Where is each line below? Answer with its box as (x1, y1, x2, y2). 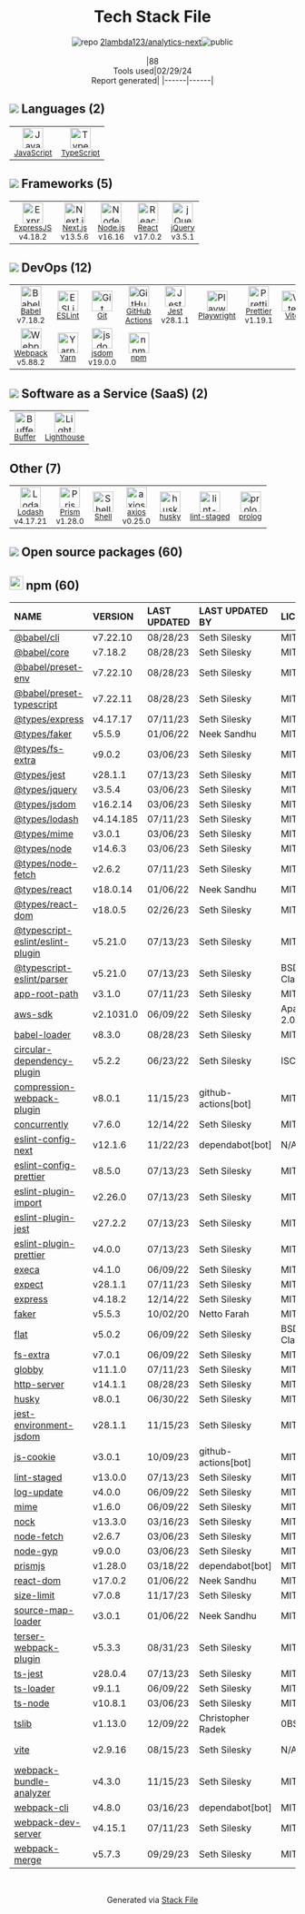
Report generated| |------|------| (91, 74, 214, 85)
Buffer (14, 432, 36, 442)
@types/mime (14, 828, 74, 841)
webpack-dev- (14, 1816, 82, 1829)
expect (14, 1278, 44, 1291)
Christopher (199, 1712, 251, 1724)
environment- (14, 1419, 74, 1432)
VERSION (92, 610, 134, 623)
